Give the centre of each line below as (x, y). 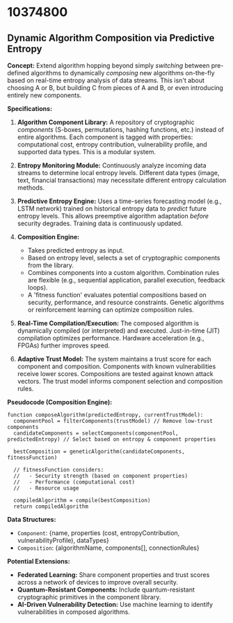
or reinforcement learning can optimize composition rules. (111, 310)
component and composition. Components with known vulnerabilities (116, 366)
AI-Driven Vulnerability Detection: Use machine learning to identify (115, 605)
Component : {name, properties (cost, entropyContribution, (98, 533)
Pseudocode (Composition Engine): (60, 402)
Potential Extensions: (39, 561)
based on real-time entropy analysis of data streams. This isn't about (106, 80)
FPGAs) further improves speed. (63, 345)
